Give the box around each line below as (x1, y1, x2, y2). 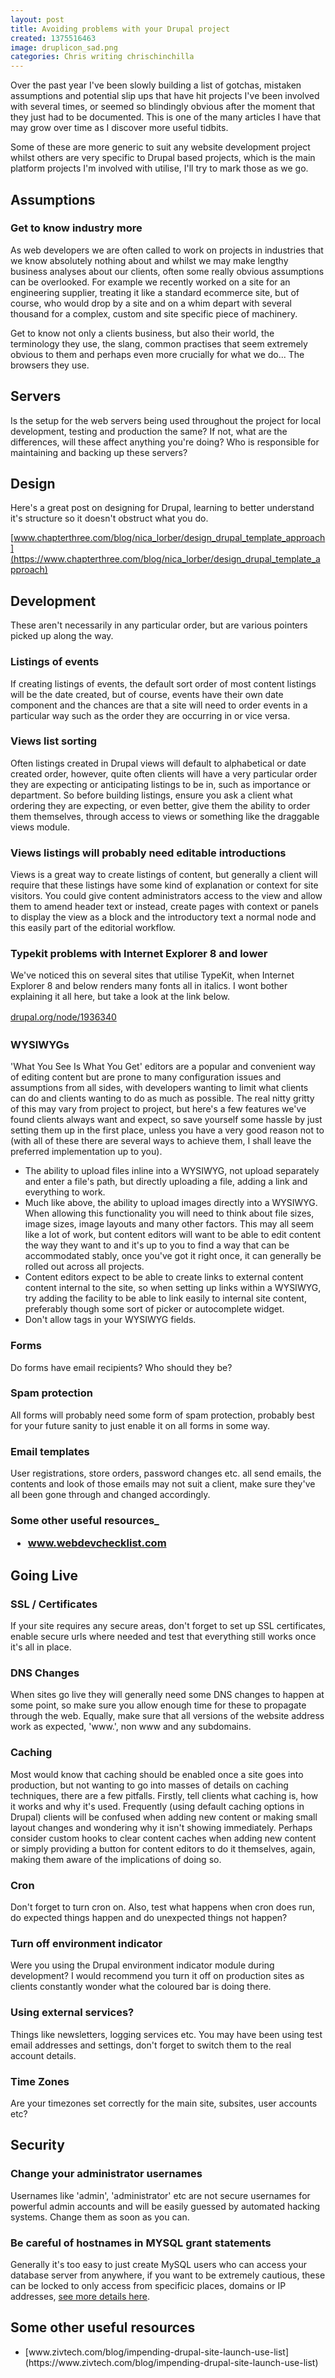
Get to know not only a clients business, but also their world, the (10, 327, 275, 339)
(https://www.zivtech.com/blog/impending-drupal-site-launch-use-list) (24, 2356, 319, 2368)
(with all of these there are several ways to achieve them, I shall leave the (10, 1135, 312, 1147)
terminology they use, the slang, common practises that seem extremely (10, 337, 308, 350)
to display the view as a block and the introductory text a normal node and (10, 911, 317, 923)
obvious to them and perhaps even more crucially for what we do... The (10, 348, 305, 360)
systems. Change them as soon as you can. (10, 2211, 190, 2223)
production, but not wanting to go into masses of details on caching (10, 1779, 289, 1791)
